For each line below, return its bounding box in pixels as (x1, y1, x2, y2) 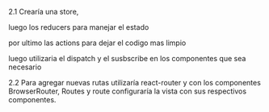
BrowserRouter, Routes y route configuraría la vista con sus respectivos (8, 86, 247, 96)
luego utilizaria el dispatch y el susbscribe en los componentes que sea (8, 54, 246, 63)
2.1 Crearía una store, (8, 7, 79, 16)
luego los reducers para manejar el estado (8, 23, 149, 31)
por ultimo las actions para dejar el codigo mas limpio (8, 38, 187, 48)
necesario (8, 62, 42, 72)
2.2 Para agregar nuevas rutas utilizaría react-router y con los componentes (8, 78, 261, 87)
